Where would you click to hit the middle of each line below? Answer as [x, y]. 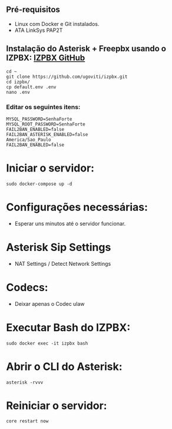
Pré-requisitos [33, 10]
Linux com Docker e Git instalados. [57, 24]
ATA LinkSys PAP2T [39, 30]
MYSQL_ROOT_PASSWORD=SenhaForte [46, 124]
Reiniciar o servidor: [57, 405]
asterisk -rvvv [25, 382]
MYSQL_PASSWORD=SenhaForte [39, 119]
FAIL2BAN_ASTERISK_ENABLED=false [47, 134]
